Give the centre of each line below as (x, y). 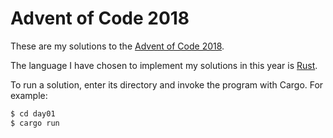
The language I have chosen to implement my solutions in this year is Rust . (164, 65)
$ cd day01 (33, 113)
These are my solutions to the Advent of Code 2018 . (117, 46)
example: (29, 95)
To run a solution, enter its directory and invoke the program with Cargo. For (167, 84)
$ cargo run (35, 123)
